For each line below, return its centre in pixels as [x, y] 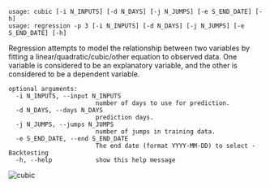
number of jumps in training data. [156, 132]
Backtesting [28, 153]
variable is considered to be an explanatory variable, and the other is [123, 65]
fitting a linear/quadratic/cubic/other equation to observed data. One [123, 57]
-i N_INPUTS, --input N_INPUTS [69, 96]
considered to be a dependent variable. [74, 74]
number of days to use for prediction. [163, 103]
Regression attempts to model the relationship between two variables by [129, 48]
